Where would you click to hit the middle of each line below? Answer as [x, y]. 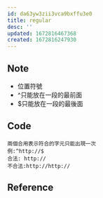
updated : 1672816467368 [42, 33]
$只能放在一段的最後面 [50, 103]
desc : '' [20, 27]
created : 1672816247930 [42, 40]
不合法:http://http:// [39, 166]
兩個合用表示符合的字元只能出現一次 [52, 144]
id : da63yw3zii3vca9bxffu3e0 [50, 14]
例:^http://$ [26, 151]
